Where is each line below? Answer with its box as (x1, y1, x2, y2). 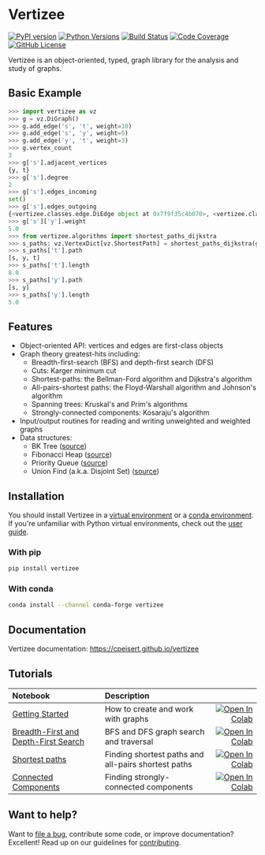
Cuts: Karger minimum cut (31, 366, 117, 375)
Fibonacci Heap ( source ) (31, 450, 113, 459)
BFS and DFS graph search (104, 726, 205, 737)
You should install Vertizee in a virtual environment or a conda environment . (8, 510, 254, 520)
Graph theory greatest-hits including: (19, 349, 140, 359)
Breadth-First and (12, 726, 80, 737)
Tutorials (8, 666, 53, 680)
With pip (8, 547, 42, 558)
